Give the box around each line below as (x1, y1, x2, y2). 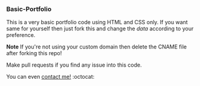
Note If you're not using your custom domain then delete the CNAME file (6, 43, 187, 50)
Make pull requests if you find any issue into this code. (6, 61, 142, 68)
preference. (6, 31, 36, 39)
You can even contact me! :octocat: (6, 73, 95, 81)
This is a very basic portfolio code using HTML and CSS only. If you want (6, 19, 189, 26)
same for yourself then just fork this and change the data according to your (6, 25, 194, 32)
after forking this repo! (6, 50, 62, 57)
